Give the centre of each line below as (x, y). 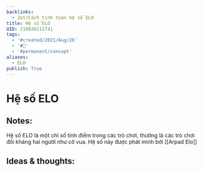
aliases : (17, 57)
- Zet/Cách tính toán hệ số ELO (53, 18)
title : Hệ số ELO (28, 23)
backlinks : (20, 12)
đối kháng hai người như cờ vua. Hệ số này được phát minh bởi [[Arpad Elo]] (101, 142)
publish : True (24, 68)
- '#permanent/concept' (42, 52)
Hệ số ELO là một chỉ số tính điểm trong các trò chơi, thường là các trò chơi (101, 136)
